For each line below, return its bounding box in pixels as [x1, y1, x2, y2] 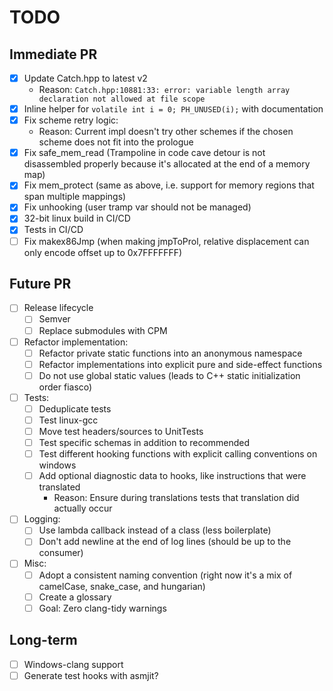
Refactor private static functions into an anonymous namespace [38, 347, 303, 359]
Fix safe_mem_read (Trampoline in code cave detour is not [23, 147, 266, 159]
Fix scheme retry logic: [23, 114, 119, 126]
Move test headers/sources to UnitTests [38, 426, 204, 437]
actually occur [53, 502, 113, 515]
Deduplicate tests [38, 402, 112, 415]
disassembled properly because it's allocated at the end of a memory [23, 158, 311, 170]
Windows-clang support [23, 658, 124, 670]
